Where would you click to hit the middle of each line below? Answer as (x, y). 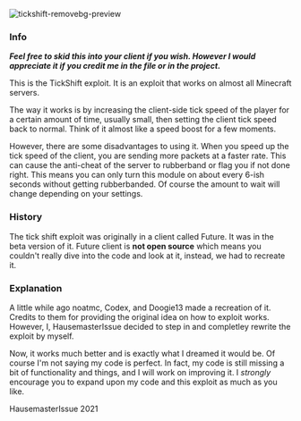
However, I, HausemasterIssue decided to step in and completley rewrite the (150, 326)
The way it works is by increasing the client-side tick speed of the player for (149, 110)
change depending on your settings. (76, 194)
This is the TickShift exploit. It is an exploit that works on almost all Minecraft (150, 83)
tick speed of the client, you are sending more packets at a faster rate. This (148, 156)
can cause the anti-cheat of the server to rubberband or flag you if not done (150, 165)
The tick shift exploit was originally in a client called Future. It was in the (142, 236)
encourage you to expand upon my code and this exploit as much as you (143, 382)
